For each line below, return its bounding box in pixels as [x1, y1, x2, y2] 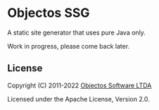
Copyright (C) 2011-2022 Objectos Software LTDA [7, 81, 152, 90]
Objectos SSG [7, 5, 90, 21]
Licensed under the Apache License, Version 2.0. [7, 94, 150, 103]
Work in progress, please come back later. [7, 42, 130, 50]
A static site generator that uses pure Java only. [7, 28, 146, 37]
